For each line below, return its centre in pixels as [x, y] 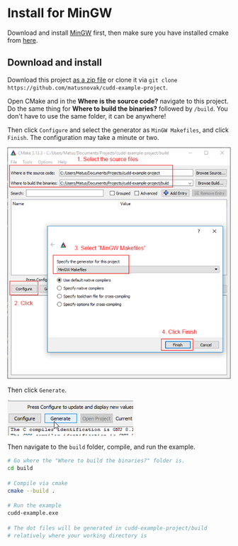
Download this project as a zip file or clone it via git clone [92, 80]
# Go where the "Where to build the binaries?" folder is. [96, 461]
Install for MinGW [60, 13]
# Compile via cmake [38, 483]
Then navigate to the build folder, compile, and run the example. [102, 447]
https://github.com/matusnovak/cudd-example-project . [87, 87]
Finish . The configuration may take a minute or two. [83, 137]
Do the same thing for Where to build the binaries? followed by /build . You [118, 109]
